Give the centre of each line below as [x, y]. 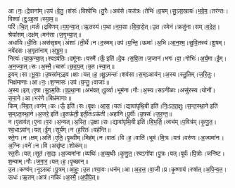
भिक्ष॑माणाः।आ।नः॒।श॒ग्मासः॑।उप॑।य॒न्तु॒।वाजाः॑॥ [59, 82]
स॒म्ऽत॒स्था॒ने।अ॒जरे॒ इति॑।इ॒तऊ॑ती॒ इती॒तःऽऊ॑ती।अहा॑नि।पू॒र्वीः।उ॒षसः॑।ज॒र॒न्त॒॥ [90, 114]
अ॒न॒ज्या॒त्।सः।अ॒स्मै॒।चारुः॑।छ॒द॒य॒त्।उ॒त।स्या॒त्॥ [61, 66]
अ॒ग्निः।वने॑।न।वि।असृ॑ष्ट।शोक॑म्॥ [47, 145]
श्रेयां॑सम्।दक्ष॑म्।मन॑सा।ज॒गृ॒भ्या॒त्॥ [45, 35]
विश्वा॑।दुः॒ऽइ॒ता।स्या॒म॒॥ [33, 19]
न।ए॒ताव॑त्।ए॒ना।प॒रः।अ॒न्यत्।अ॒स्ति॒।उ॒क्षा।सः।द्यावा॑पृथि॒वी [72, 122]
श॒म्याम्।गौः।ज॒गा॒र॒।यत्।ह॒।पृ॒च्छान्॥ [48, 161]
